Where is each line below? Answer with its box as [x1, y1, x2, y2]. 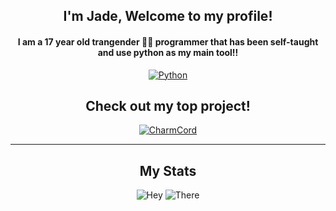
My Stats [139, 162, 197, 179]
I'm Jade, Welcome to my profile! [63, 8, 273, 25]
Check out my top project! [85, 97, 251, 114]
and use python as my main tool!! [97, 46, 239, 58]
